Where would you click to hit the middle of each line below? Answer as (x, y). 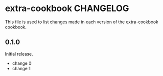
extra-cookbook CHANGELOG (67, 8)
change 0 (22, 63)
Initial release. (19, 54)
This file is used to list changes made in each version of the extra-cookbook (82, 22)
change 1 (21, 68)
